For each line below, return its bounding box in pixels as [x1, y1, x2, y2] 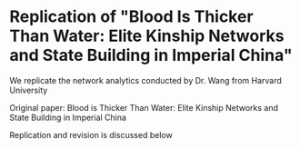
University [9, 84, 48, 95]
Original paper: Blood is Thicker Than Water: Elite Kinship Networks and [9, 102, 279, 113]
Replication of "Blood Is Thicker [9, 6, 254, 27]
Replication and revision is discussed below [9, 129, 173, 140]
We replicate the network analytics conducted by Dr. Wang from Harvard [9, 74, 282, 85]
